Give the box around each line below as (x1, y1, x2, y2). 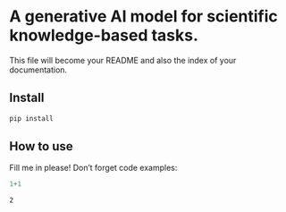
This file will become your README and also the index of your (9, 55, 237, 65)
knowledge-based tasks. (9, 25, 199, 46)
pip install (9, 114, 54, 123)
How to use (9, 139, 73, 154)
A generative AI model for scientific (9, 6, 279, 27)
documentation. (9, 64, 68, 75)
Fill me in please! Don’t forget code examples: (9, 163, 178, 174)
